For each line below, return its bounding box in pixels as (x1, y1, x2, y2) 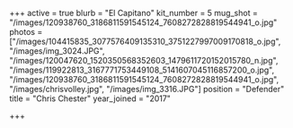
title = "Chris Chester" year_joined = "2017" (9, 93, 171, 104)
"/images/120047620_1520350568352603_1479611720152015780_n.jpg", (9, 55, 279, 65)
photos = (9, 27, 43, 37)
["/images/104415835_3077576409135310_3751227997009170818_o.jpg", (9, 36, 281, 47)
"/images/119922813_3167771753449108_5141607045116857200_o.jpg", (9, 64, 275, 75)
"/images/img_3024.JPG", (9, 46, 105, 56)
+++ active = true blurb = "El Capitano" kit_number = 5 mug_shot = (9, 8, 258, 18)
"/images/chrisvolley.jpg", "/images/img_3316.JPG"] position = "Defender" (9, 84, 285, 94)
